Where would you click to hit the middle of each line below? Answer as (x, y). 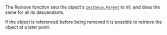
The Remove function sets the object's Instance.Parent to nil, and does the (82, 7)
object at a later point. (28, 27)
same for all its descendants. (35, 12)
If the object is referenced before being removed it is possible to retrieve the (84, 22)
